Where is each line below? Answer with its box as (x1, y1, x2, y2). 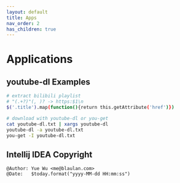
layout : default (6, 9, 48, 15)
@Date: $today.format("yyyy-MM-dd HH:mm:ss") (6, 171, 131, 177)
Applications (6, 53, 73, 66)
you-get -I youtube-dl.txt (6, 132, 76, 138)
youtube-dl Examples (6, 77, 90, 87)
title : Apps (6, 15, 37, 21)
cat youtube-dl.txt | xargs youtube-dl (6, 121, 109, 127)
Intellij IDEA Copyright (6, 149, 93, 160)
